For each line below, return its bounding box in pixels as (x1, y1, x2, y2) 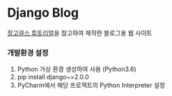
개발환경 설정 (7, 47, 49, 57)
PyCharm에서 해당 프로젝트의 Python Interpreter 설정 (17, 81, 166, 90)
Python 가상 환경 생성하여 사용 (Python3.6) (17, 65, 137, 74)
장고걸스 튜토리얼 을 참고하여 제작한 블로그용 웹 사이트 (7, 29, 153, 37)
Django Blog (7, 5, 79, 21)
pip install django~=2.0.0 (17, 73, 89, 81)
